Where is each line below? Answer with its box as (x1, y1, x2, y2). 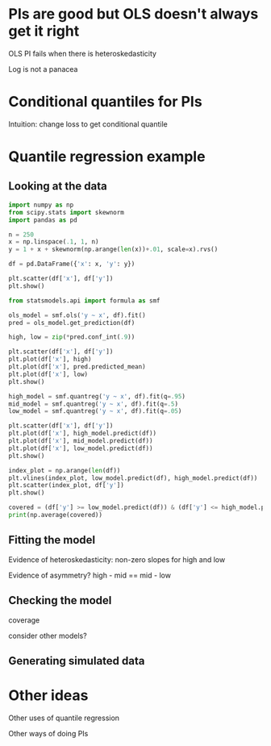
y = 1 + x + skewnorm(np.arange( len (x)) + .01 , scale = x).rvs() (8, 245, 219, 254)
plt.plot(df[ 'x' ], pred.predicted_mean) (8, 363, 147, 371)
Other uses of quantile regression (8, 713, 119, 723)
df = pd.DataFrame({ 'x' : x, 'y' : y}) (8, 260, 135, 269)
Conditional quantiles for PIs (8, 93, 203, 111)
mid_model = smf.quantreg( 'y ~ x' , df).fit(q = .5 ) (8, 400, 179, 408)
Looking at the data (8, 179, 107, 194)
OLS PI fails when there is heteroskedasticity (8, 48, 157, 58)
